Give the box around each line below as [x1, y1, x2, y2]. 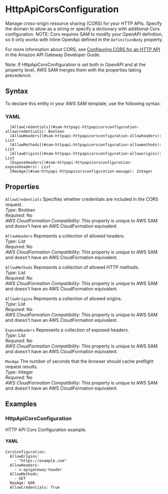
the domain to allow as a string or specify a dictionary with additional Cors [5, 25, 160, 31]
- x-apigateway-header [14, 467, 62, 472]
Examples [5, 400, 37, 408]
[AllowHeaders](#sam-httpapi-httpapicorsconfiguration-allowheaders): [10, 133, 162, 139]
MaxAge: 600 [10, 480, 35, 485]
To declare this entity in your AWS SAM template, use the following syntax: [5, 100, 161, 106]
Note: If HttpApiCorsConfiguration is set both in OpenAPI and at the [5, 61, 146, 67]
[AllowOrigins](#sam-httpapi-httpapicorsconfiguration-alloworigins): [10, 151, 162, 157]
